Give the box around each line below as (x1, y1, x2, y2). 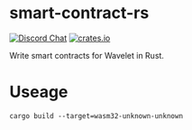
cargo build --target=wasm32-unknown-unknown (9, 111, 183, 120)
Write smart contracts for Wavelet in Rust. (9, 50, 165, 60)
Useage (9, 82, 69, 102)
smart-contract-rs (9, 3, 150, 23)
